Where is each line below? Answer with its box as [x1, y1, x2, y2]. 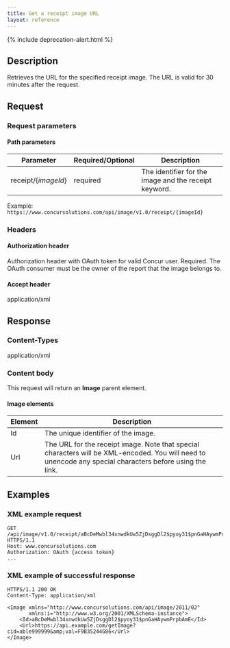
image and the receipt [141, 176, 212, 185]
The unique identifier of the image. [44, 429, 156, 438]
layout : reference [7, 16, 60, 23]
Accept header [7, 280, 51, 288]
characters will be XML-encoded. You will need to [44, 448, 206, 458]
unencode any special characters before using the [44, 457, 207, 466]
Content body [7, 368, 54, 378]
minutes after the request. [7, 80, 80, 89]
